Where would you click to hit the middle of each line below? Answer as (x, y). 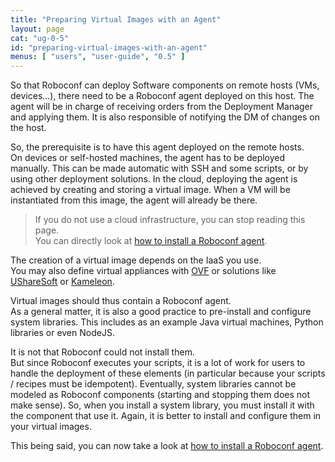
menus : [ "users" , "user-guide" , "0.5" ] (98, 57)
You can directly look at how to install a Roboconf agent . (151, 241)
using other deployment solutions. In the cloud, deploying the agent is (154, 179)
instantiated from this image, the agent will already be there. (134, 200)
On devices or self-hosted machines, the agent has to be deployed (148, 158)
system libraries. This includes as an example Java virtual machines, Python (167, 322)
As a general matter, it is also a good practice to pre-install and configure (161, 312)
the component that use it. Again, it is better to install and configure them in (166, 416)
